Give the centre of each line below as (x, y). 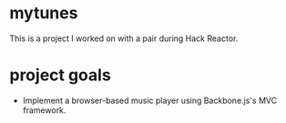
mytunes (44, 13)
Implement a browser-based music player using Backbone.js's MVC (150, 100)
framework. (44, 110)
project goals (60, 75)
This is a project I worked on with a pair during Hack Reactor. (124, 38)
